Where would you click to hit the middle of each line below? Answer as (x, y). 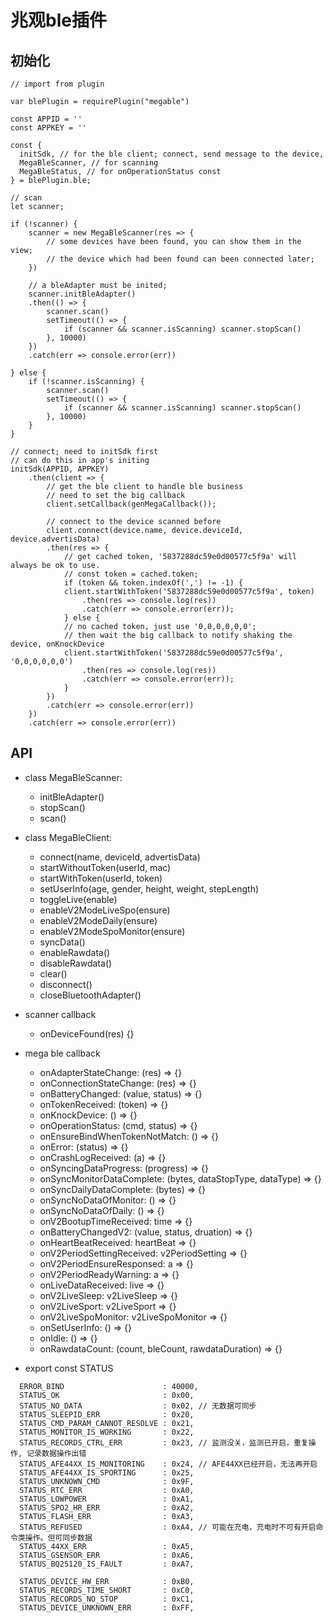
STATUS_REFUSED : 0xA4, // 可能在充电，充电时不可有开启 (168, 1527)
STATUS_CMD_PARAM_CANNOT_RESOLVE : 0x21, (107, 1423)
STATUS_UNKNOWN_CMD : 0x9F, (107, 1481)
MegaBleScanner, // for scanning (89, 163)
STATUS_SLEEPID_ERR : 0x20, (107, 1414)
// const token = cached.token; (131, 574)
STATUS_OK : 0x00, (107, 1395)
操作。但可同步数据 (58, 1537)
